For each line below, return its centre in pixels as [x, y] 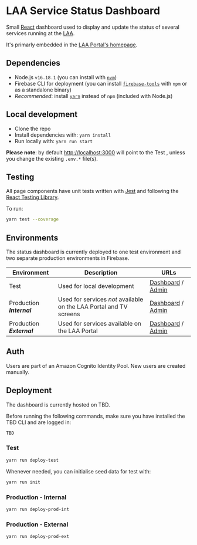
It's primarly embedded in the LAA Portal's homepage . [72, 45]
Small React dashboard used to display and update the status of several [93, 27]
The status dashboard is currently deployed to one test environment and [94, 252]
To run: [15, 209]
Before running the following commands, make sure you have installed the [96, 416]
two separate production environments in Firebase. [68, 258]
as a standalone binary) [43, 90]
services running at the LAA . [40, 33]
